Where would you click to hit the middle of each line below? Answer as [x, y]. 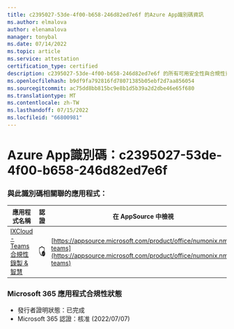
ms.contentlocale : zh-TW [43, 103]
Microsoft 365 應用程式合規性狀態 [64, 293]
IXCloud [22, 231]
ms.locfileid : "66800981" [45, 118]
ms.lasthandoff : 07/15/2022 [48, 110]
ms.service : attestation [43, 59]
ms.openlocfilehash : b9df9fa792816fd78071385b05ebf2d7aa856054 [101, 81]
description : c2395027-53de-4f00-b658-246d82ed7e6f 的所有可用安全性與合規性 [116, 73]
